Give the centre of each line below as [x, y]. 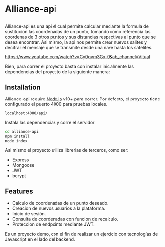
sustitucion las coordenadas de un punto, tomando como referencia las [78, 31]
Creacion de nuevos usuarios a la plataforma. [59, 208]
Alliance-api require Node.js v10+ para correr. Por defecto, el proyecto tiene [82, 99]
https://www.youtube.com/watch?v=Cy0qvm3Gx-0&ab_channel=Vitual [78, 57]
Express [21, 160]
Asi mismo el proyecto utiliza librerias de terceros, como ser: [67, 150]
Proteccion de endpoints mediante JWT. [54, 224]
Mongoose [23, 165]
